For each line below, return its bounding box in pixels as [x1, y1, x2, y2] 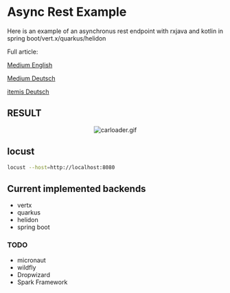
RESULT [7, 107, 42, 119]
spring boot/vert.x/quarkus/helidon [7, 34, 106, 42]
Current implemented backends [7, 183, 146, 195]
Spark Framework [16, 278, 68, 286]
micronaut [16, 256, 46, 264]
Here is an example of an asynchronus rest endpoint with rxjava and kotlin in [7, 27, 224, 35]
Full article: [7, 47, 38, 56]
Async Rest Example [7, 4, 127, 20]
